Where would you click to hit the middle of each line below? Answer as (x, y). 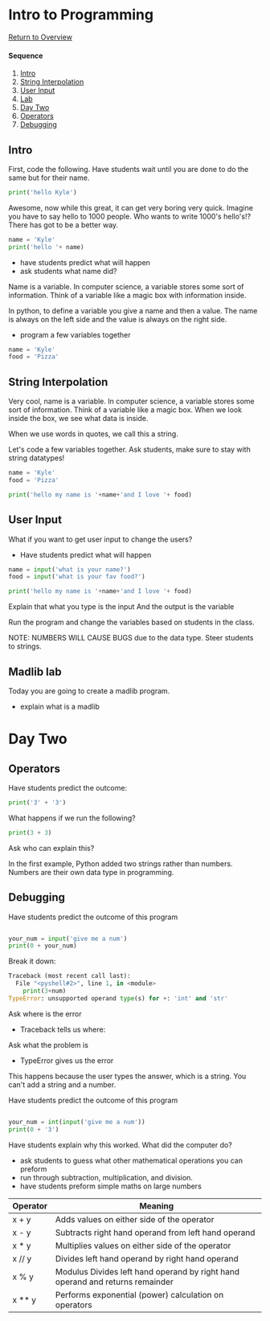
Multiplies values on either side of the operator (143, 1245)
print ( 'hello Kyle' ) (43, 192)
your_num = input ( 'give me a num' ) (68, 939)
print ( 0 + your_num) (43, 946)
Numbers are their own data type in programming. (91, 872)
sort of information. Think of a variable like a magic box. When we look (125, 410)
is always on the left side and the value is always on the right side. (118, 319)
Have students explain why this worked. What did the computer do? (121, 1145)
